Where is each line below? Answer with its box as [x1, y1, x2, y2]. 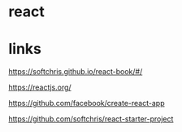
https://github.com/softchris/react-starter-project [8, 114, 174, 124]
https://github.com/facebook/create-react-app [8, 99, 165, 108]
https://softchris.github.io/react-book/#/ [8, 67, 143, 77]
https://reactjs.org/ [8, 82, 71, 92]
